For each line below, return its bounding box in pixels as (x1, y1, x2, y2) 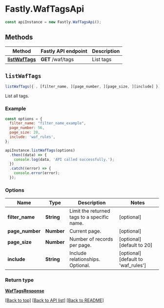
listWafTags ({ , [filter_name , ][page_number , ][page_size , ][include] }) (5, 84, 161, 89)
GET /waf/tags (41, 56, 74, 63)
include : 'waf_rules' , (9, 134, 56, 140)
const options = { (5, 116, 42, 121)
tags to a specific (69, 214, 109, 220)
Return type (5, 277, 34, 284)
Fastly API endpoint (41, 47, 88, 54)
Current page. (69, 228, 102, 235)
